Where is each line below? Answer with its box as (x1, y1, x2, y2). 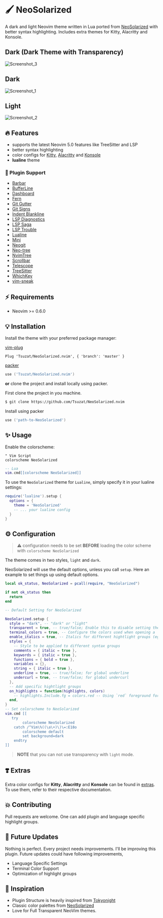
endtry (14, 738, 27, 743)
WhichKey (12, 273, 33, 279)
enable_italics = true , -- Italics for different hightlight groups (9, 635, 151, 639)
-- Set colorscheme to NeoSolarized (5, 707, 79, 712)
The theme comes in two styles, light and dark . (5, 557, 101, 563)
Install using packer (5, 408, 44, 414)
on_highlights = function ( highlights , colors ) (9, 688, 105, 693)
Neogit (12, 242, 26, 248)
